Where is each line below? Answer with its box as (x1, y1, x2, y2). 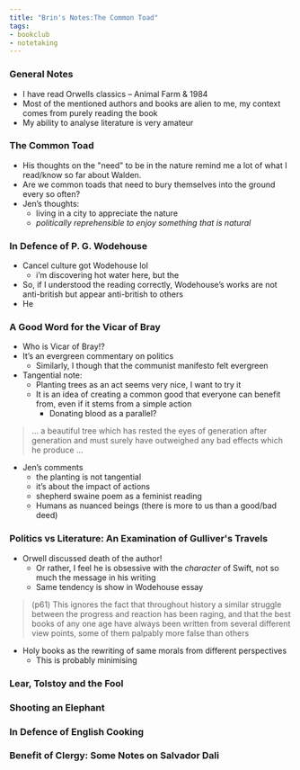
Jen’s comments (22, 462, 84, 473)
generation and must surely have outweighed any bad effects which (31, 435, 284, 446)
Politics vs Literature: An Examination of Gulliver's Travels (9, 533, 268, 545)
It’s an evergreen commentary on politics (22, 351, 174, 362)
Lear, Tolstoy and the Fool (9, 676, 124, 689)
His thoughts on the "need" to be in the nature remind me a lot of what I (22, 159, 287, 171)
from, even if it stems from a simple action (35, 398, 192, 409)
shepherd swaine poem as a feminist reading (35, 491, 202, 502)
